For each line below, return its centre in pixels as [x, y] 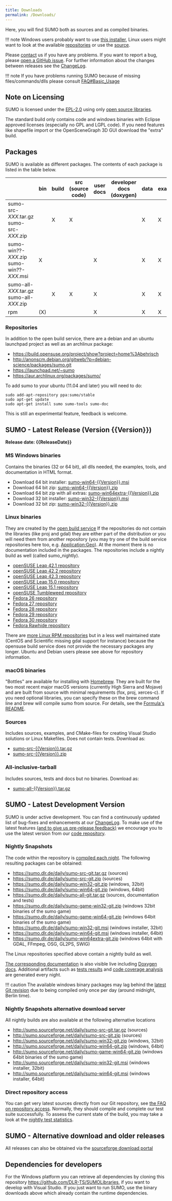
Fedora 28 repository [35, 609]
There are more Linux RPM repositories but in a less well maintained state [83, 635]
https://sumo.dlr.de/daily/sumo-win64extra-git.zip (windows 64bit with [88, 938]
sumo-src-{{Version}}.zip [39, 754]
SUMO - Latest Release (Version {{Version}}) [79, 429]
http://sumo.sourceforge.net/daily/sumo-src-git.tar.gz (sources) [80, 1030]
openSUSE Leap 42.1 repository [46, 565]
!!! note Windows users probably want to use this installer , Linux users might [86, 39]
